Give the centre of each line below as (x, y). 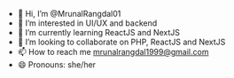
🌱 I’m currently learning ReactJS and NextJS (98, 32)
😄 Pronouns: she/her (56, 65)
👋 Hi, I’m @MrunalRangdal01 (69, 14)
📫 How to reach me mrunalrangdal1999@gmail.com (113, 52)
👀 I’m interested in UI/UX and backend (87, 23)
